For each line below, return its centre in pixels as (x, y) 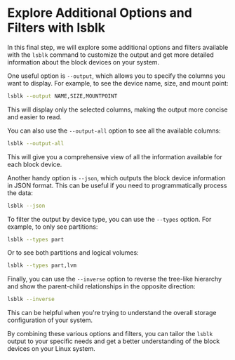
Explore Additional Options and (100, 13)
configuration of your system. (50, 320)
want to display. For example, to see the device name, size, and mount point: (118, 83)
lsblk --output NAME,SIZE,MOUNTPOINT (62, 96)
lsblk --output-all (36, 143)
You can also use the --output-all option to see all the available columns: (114, 131)
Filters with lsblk (56, 28)
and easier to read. (34, 116)
